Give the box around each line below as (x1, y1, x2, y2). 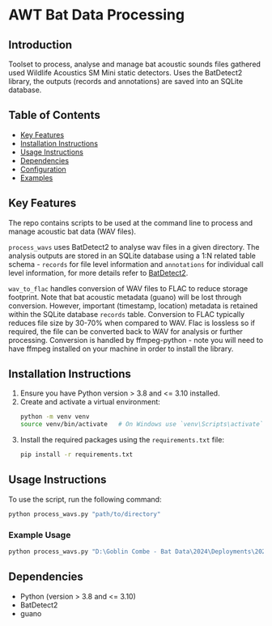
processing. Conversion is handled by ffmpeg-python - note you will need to (8, 335, 264, 345)
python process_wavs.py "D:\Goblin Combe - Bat (8, 548, 172, 556)
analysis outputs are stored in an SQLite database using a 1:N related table (8, 251, 257, 260)
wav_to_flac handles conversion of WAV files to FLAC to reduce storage (8, 283, 249, 293)
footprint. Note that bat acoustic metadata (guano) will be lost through (8, 292, 242, 302)
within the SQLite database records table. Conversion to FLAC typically (8, 309, 245, 319)
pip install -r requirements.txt (19, 450, 134, 459)
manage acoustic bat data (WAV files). (8, 226, 136, 236)
